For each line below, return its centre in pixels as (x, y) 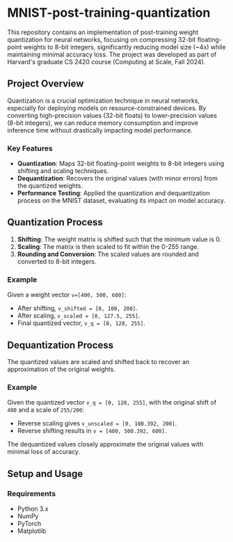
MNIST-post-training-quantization (109, 13)
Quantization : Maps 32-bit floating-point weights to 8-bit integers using (121, 164)
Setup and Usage (45, 473)
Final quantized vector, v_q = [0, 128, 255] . (81, 323)
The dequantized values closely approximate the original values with (105, 444)
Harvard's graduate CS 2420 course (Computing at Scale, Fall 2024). (106, 61)
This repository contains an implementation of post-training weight (103, 32)
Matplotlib (32, 531)
